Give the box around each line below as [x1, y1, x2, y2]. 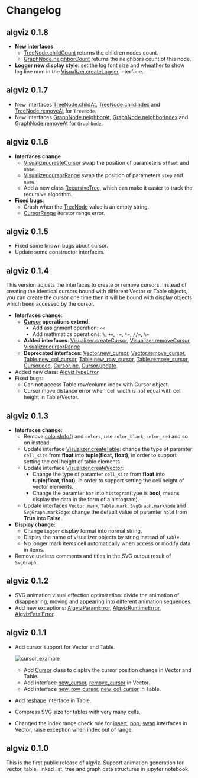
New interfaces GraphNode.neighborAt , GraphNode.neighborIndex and [14, 113, 189, 120]
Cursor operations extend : [23, 318, 90, 325]
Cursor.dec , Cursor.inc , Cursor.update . [23, 362, 118, 369]
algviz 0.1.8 [6, 27, 49, 37]
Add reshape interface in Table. [14, 697, 92, 704]
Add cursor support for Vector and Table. [14, 643, 115, 651]
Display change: [14, 521, 56, 528]
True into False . [23, 515, 63, 522]
